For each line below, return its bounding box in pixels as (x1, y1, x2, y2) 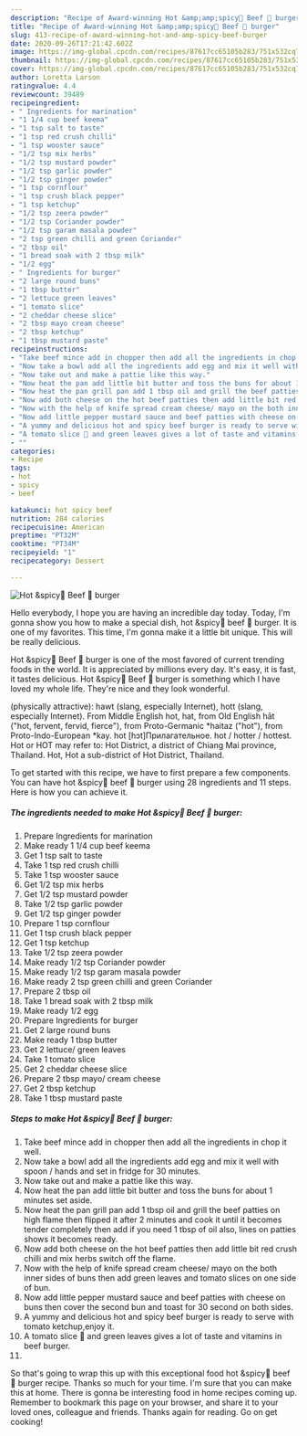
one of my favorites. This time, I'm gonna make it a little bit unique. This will (10, 627, 293, 638)
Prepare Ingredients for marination (23, 830, 153, 841)
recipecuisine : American (10, 523, 105, 532)
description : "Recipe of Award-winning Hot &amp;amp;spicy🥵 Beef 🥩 (10, 13, 272, 23)
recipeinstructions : (10, 344, 89, 354)
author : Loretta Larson (10, 73, 101, 82)
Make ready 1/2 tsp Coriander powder (23, 956, 167, 967)
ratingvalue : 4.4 (10, 81, 77, 90)
